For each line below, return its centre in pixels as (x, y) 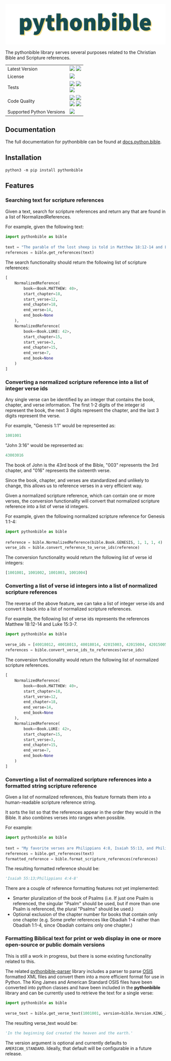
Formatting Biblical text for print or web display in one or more (83, 938)
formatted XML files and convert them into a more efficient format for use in (85, 976)
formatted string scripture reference (51, 786)
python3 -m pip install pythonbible (44, 170)
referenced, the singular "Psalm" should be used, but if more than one (86, 904)
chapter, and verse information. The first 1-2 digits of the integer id (75, 405)
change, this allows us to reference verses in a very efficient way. (74, 486)
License (16, 76)
